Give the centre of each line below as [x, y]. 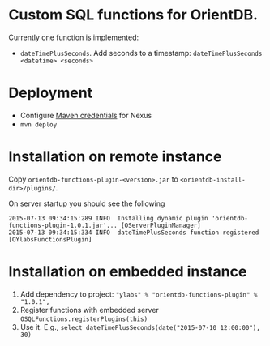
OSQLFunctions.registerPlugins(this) [84, 319]
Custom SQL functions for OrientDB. [133, 15]
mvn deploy [39, 124]
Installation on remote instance [115, 157]
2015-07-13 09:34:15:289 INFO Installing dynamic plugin [108, 218]
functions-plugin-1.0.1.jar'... [63, 225]
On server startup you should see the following [87, 203]
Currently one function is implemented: [74, 37]
